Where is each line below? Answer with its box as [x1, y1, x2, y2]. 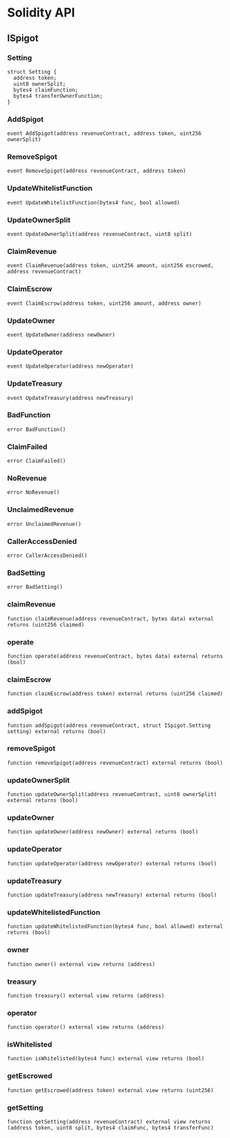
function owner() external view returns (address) [7, 960, 156, 968]
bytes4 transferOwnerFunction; [13, 92, 103, 99]
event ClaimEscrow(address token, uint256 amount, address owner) [7, 299, 202, 307]
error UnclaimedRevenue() [7, 520, 81, 527]
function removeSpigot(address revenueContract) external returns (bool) [7, 759, 224, 766]
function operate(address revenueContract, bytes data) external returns [7, 653, 224, 660]
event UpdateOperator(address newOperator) [7, 363, 134, 370]
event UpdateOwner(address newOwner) [7, 331, 116, 338]
